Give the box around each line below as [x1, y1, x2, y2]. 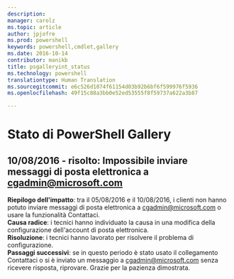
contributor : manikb [7, 57, 69, 64]
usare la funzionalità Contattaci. [7, 211, 101, 219]
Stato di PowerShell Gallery [7, 126, 172, 143]
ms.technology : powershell [7, 70, 87, 77]
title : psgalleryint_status [7, 63, 91, 70]
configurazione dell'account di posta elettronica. [7, 226, 149, 234]
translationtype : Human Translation [7, 76, 116, 84]
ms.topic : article [7, 23, 62, 31]
